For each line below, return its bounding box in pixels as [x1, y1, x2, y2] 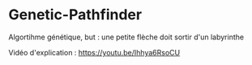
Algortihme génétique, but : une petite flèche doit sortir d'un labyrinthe [8, 32, 245, 42]
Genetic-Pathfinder [8, 6, 143, 24]
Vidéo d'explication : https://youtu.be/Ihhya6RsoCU [8, 47, 181, 57]
